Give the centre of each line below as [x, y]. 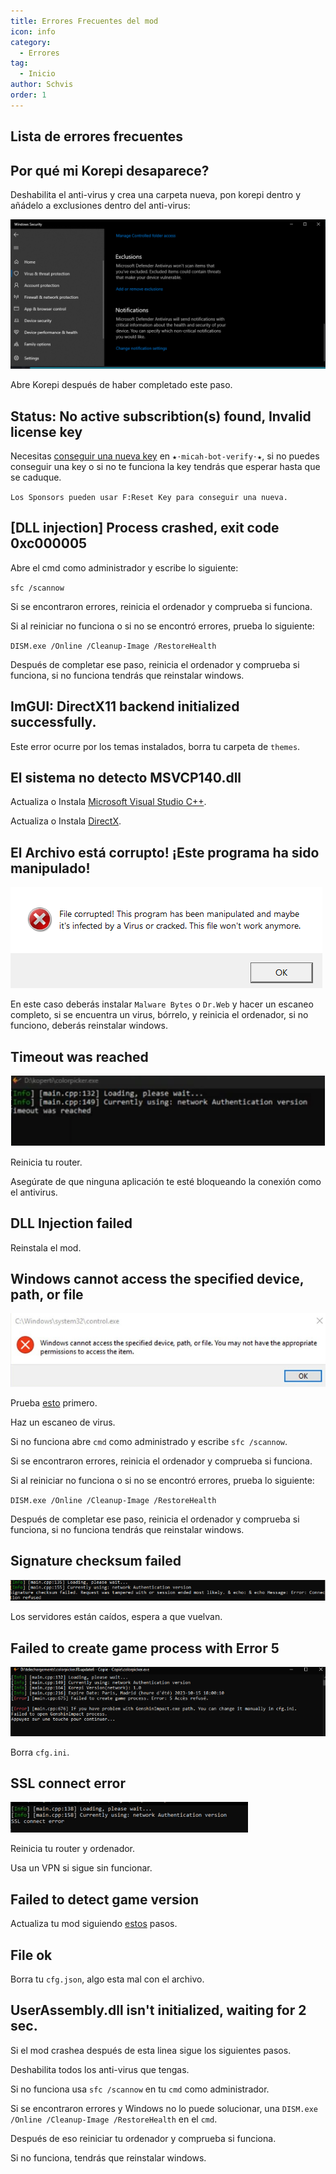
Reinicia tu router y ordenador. [73, 1849]
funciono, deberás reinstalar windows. [89, 1026]
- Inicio [37, 74]
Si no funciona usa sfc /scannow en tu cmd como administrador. [140, 2089]
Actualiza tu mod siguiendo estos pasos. [94, 1924]
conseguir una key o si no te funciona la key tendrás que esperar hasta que [165, 466]
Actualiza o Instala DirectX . [66, 821]
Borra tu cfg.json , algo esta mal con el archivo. [107, 1979]
